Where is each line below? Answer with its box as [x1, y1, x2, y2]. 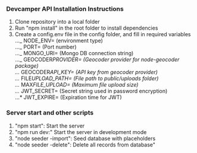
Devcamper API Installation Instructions [6, 5, 124, 13]
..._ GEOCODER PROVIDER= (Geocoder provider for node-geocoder [14, 56, 180, 63]
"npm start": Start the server [14, 122, 85, 129]
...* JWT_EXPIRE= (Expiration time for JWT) [14, 94, 122, 101]
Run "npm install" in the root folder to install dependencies [14, 24, 158, 31]
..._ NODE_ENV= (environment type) [14, 37, 103, 44]
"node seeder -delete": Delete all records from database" [14, 141, 156, 148]
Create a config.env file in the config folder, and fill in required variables [14, 31, 192, 38]
